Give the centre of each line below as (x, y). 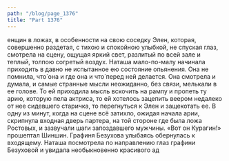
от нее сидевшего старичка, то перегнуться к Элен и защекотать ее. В (111, 106)
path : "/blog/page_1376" (43, 13)
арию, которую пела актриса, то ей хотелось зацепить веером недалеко (115, 98)
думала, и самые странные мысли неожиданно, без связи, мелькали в (112, 84)
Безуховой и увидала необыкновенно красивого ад (83, 150)
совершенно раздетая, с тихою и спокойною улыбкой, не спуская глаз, (113, 47)
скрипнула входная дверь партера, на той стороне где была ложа (104, 120)
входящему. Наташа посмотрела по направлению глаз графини (101, 142)
